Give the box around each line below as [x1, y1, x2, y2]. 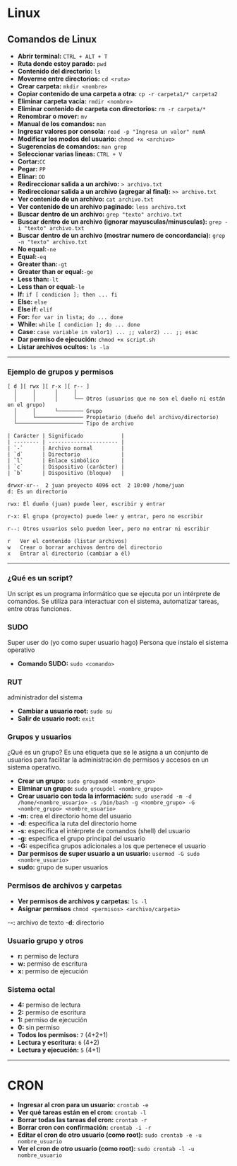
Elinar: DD [17, 172, 46, 181]
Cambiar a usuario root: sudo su [17, 707, 113, 716]
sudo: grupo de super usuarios [17, 863, 109, 871]
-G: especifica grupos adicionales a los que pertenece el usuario [17, 842, 207, 850]
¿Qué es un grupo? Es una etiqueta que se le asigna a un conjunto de [7, 748, 209, 757]
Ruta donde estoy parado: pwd [17, 59, 107, 68]
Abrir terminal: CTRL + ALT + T [17, 52, 108, 60]
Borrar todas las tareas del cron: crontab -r [17, 1116, 147, 1124]
